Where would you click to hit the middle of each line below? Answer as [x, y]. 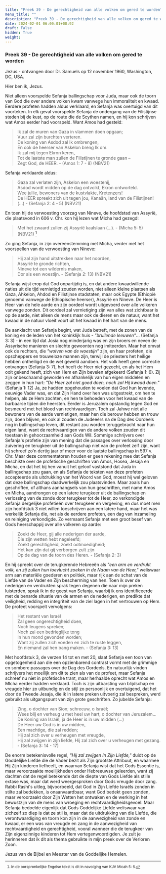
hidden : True [19, 33]
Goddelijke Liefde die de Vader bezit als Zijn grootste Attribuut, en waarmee [82, 760]
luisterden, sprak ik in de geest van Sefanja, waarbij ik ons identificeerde [79, 591]
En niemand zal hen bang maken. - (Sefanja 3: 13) [68, 648]
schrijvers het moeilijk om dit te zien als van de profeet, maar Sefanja [75, 673]
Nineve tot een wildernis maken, [50, 269]
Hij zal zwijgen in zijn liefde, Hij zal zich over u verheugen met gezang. [89, 740]
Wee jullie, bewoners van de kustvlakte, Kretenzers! [70, 193]
